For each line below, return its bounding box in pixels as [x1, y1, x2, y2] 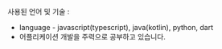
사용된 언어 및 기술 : [7, 7, 70, 16]
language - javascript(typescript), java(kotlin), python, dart [18, 23, 214, 32]
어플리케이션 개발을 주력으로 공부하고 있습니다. [18, 32, 166, 41]
